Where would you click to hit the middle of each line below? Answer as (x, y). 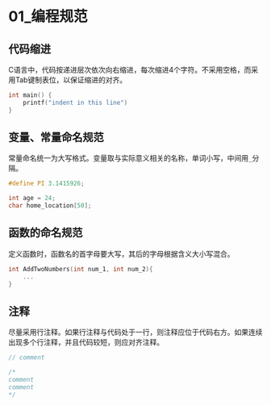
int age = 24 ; (32, 199)
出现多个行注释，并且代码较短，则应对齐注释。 (86, 342)
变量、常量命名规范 (56, 138)
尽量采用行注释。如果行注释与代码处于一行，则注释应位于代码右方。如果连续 (135, 333)
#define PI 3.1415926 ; (46, 184)
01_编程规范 (48, 17)
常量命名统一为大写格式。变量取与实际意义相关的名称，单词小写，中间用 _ (130, 158)
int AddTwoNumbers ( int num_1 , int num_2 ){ (81, 269)
